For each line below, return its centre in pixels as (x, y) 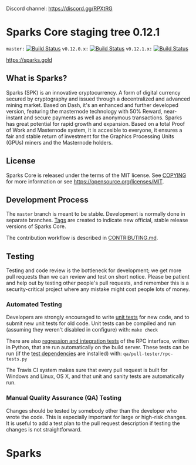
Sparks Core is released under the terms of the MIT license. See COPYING (96, 175)
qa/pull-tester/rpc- (148, 354)
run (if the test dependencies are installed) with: (64, 354)
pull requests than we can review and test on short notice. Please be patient (98, 277)
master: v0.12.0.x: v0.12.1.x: (79, 49)
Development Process (48, 200)
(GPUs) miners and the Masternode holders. (60, 142)
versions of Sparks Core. (36, 226)
